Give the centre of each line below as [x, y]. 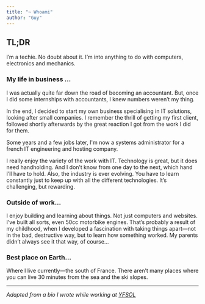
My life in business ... [39, 79]
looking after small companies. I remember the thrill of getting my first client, [102, 117]
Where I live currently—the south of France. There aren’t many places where [103, 271]
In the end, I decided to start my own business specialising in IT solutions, [99, 111]
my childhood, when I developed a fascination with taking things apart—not [101, 228]
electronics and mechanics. [41, 63]
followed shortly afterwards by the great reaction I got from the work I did [99, 124]
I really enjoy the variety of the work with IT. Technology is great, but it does [102, 161]
